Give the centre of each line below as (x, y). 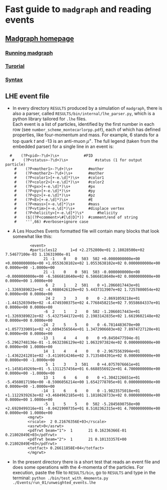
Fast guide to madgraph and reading (78, 9)
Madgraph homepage (40, 38)
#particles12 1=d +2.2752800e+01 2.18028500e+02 (87, 250)
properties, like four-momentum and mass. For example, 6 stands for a (86, 135)
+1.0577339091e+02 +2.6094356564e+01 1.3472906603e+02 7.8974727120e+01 (83, 329)
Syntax (14, 80)
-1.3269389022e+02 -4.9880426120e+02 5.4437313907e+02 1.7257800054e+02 (83, 290)
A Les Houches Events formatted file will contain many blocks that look (86, 231)
